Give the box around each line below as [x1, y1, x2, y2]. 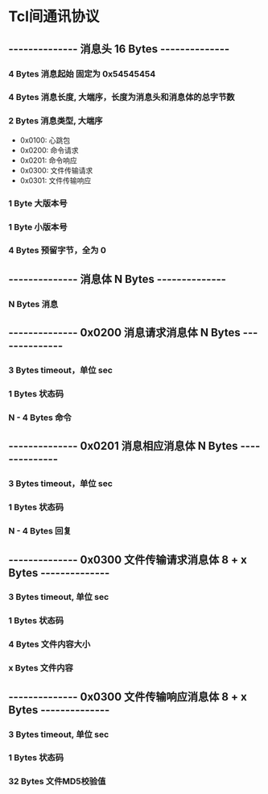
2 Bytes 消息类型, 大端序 [8, 115, 103, 127]
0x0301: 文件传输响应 [19, 175, 92, 185]
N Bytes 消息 [8, 298, 59, 310]
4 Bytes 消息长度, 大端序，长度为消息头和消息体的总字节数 [8, 92, 235, 103]
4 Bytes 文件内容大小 [8, 638, 91, 650]
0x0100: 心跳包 [19, 135, 71, 145]
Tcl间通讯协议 [8, 7, 100, 26]
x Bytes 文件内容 [8, 663, 74, 674]
